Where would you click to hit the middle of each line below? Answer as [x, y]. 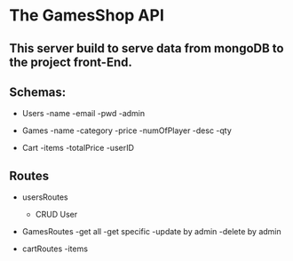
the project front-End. [71, 62]
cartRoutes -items [55, 249]
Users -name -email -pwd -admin [83, 114]
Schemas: [38, 92]
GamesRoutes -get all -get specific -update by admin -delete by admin [151, 232]
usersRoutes [45, 197]
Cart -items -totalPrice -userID [78, 148]
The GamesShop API [87, 16]
